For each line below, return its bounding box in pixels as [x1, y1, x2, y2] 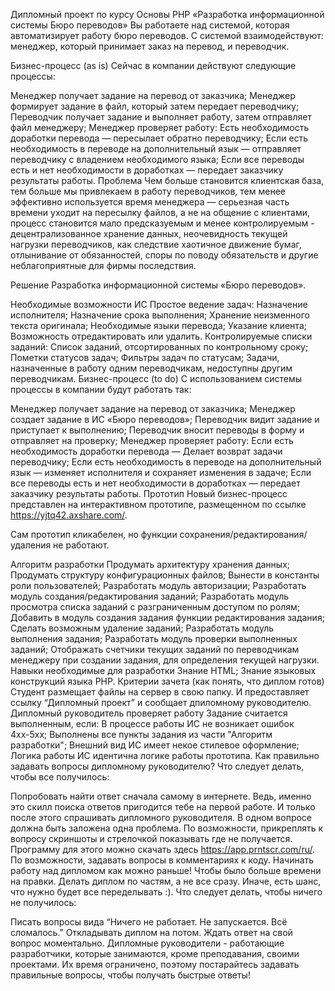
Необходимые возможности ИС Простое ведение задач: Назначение [10, 299, 308, 310]
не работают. [53, 539, 110, 551]
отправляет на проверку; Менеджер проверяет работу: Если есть [10, 435, 294, 446]
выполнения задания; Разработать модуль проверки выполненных [10, 633, 298, 644]
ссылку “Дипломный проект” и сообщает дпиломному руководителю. [10, 697, 312, 708]
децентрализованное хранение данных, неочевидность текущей [10, 228, 288, 239]
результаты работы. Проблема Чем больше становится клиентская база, [10, 175, 325, 186]
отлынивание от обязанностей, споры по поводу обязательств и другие [10, 249, 319, 261]
